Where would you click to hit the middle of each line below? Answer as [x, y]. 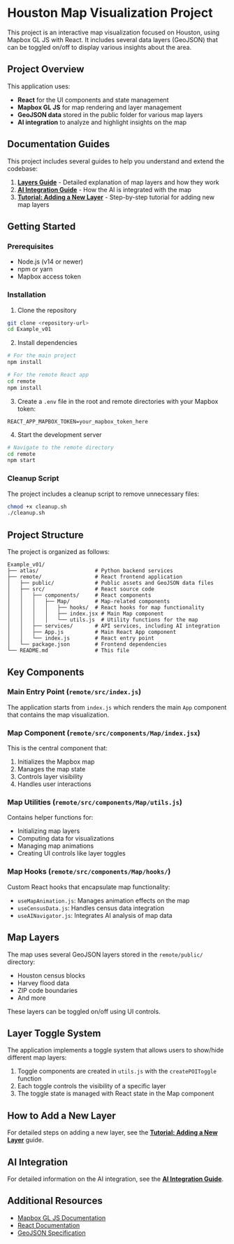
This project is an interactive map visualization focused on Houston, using [114, 32]
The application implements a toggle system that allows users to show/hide [116, 1050]
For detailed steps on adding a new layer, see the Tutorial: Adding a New [112, 1133]
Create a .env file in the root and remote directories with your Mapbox [118, 401]
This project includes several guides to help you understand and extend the [116, 161]
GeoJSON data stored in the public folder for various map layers [110, 114]
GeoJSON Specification [51, 1233]
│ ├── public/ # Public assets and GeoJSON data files [111, 583]
